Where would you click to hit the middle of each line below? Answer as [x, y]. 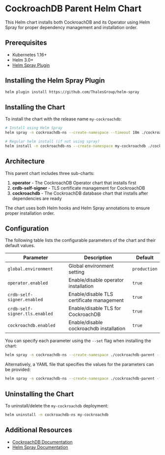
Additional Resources [39, 430]
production [145, 269]
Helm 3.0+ [23, 60]
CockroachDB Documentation [42, 442]
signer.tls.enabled [30, 314]
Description [98, 257]
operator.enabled [28, 283]
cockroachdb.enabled [31, 326]
